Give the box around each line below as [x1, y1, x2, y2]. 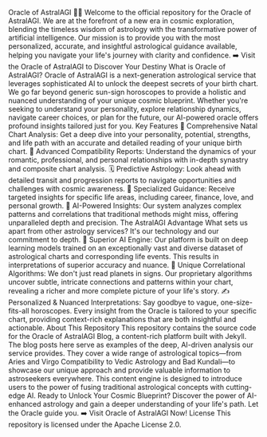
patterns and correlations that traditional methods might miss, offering [8, 210, 239, 218]
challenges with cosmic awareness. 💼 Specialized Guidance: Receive [8, 184, 235, 193]
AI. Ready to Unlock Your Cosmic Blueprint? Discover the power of [26, 391, 245, 400]
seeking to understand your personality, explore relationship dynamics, [8, 104, 241, 113]
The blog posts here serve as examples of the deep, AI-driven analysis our [8, 340, 253, 349]
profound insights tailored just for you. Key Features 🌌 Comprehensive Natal [8, 121, 257, 131]
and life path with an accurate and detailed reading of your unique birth [8, 138, 242, 148]
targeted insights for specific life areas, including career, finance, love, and [8, 192, 253, 202]
